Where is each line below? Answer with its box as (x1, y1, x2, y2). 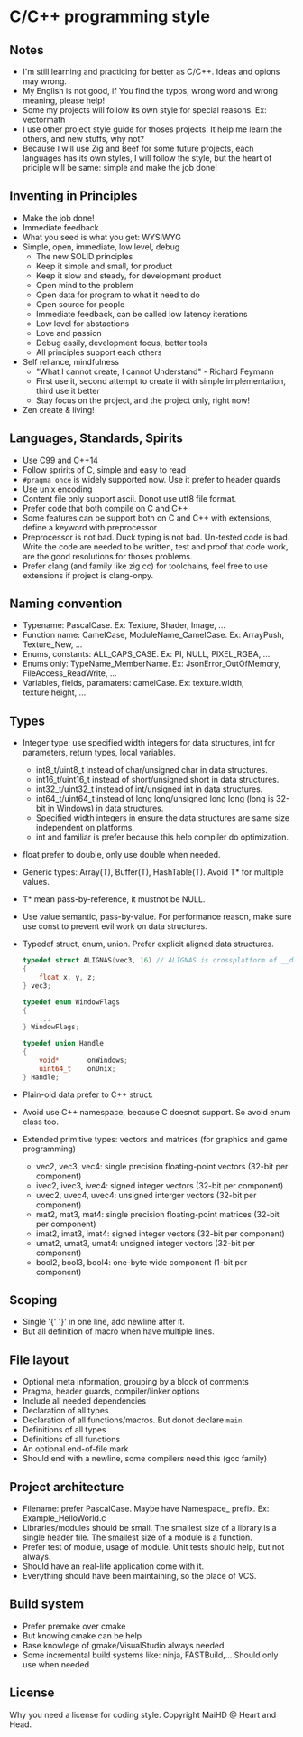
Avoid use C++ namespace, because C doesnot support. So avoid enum (22, 1106, 291, 1117)
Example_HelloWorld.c (22, 1513, 106, 1524)
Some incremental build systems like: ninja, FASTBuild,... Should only (22, 1649, 279, 1660)
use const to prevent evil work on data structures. (22, 921, 207, 932)
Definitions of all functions (22, 1434, 121, 1445)
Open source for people (35, 298, 125, 309)
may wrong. (22, 76, 68, 87)
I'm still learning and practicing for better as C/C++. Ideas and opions (22, 66, 280, 77)
